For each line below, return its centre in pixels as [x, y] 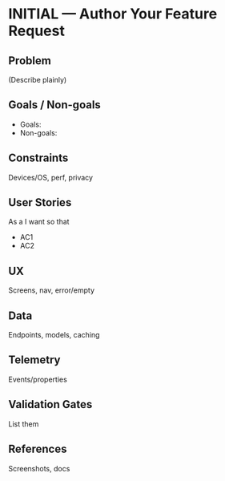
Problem [30, 61]
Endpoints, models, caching [54, 335]
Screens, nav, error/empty [51, 290]
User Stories [40, 202]
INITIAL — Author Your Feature [113, 14]
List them [24, 424]
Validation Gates [50, 404]
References [38, 449]
